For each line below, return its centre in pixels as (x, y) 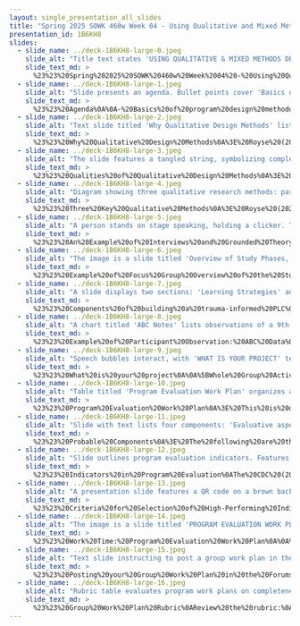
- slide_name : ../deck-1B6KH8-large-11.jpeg (101, 417)
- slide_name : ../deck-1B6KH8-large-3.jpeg (99, 150)
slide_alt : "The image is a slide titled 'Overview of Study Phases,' (159, 259)
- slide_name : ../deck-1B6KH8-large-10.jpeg (101, 384)
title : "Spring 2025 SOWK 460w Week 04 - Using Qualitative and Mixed (143, 26)
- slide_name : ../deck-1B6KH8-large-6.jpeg (99, 250)
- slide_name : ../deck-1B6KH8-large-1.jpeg (99, 84)
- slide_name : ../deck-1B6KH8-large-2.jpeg (99, 117)
